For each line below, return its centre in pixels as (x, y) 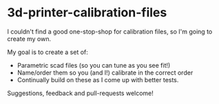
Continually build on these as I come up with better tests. (98, 79)
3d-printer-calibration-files (87, 13)
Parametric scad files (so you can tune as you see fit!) (94, 65)
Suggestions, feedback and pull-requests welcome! (80, 93)
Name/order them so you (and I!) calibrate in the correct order (105, 73)
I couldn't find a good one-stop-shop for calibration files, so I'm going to (110, 31)
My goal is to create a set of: (48, 52)
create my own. (29, 38)
